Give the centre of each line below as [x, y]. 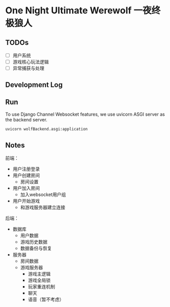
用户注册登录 [26, 169]
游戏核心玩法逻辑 [31, 62]
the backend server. [26, 120]
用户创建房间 [26, 176]
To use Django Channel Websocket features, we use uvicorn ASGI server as [85, 114]
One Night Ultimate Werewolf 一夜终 [83, 10]
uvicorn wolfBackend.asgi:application [46, 129]
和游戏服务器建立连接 [43, 207]
